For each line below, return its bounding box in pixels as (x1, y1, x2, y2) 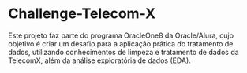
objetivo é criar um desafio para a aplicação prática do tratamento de (8, 38, 234, 48)
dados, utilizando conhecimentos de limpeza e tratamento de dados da (8, 47, 239, 57)
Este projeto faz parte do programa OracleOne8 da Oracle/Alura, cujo (8, 31, 234, 40)
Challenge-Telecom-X (8, 5, 156, 23)
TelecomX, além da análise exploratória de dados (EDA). (8, 56, 191, 65)
